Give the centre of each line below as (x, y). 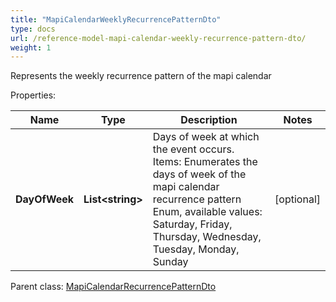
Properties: (33, 95)
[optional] (297, 199)
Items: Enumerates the (205, 162)
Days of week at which (206, 137)
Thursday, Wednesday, (207, 237)
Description (209, 120)
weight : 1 (31, 47)
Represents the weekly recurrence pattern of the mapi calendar (141, 76)
